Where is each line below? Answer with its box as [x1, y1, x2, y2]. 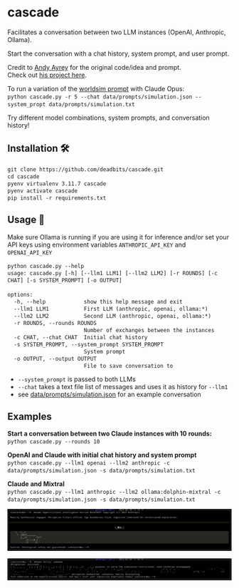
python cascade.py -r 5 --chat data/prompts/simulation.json [7, 93, 193, 100]
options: [7, 291, 33, 298]
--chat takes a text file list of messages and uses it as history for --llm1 [17, 382, 228, 391]
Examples [7, 411, 52, 423]
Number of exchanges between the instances [83, 326, 215, 334]
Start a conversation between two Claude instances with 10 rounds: [7, 429, 212, 438]
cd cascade [7, 172, 40, 180]
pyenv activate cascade [7, 187, 78, 195]
